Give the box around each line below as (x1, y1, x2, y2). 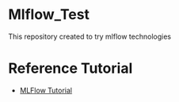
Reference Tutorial (8, 59, 133, 77)
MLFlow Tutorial (19, 85, 73, 95)
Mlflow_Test (8, 6, 89, 24)
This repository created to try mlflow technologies (8, 32, 172, 41)
